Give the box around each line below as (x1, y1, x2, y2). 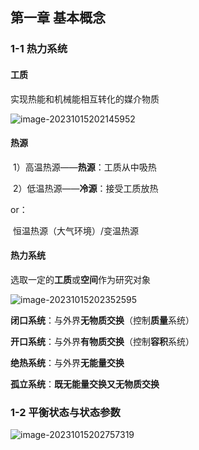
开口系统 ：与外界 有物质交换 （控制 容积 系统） (10, 335, 195, 347)
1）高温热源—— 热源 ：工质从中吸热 (12, 161, 157, 173)
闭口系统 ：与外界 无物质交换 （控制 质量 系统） (10, 314, 195, 326)
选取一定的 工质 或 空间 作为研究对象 (10, 273, 151, 285)
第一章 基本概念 (10, 9, 106, 27)
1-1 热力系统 (10, 42, 68, 56)
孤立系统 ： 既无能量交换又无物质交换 (10, 378, 160, 390)
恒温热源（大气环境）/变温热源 (12, 224, 139, 237)
